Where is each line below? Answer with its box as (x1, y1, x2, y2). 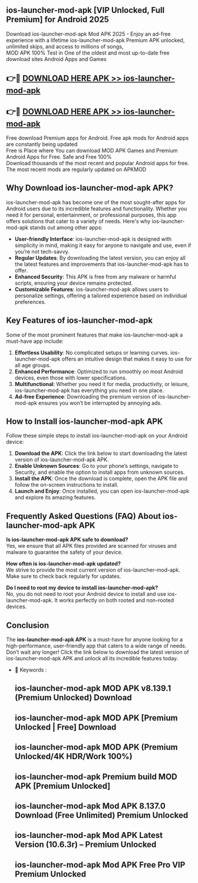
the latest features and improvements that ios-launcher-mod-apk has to (14, 261, 189, 268)
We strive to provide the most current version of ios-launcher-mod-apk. (6, 566, 181, 574)
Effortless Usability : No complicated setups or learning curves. (14, 349, 170, 356)
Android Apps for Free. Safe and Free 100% (6, 153, 112, 160)
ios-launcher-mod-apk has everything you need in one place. (14, 387, 164, 394)
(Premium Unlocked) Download (14, 693, 132, 703)
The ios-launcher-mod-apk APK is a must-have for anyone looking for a (6, 636, 183, 643)
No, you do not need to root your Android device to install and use (6, 590, 167, 598)
